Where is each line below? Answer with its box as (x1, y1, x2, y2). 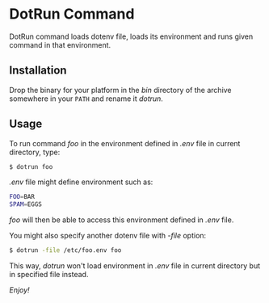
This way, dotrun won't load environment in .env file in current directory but (9, 261, 261, 271)
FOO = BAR (9, 193, 36, 201)
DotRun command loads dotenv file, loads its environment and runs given (9, 32, 254, 41)
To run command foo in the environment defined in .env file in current (9, 138, 241, 148)
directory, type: (9, 147, 61, 157)
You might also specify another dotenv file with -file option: (9, 231, 207, 241)
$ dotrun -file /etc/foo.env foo (9, 246, 122, 255)
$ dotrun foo (9, 162, 53, 170)
